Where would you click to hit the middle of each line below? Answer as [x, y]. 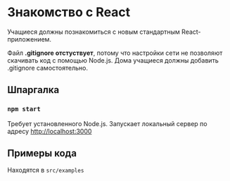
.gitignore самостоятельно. [47, 68]
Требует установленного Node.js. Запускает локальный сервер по [107, 123]
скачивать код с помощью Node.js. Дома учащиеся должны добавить [113, 60]
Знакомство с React [69, 12]
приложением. [29, 39]
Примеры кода [42, 153]
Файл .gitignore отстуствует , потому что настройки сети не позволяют [115, 53]
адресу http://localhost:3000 [50, 131]
